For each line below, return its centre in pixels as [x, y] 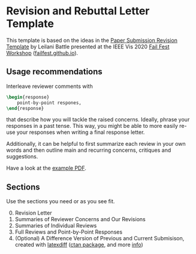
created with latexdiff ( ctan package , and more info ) [79, 245]
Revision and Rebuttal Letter [78, 11]
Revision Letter [33, 213]
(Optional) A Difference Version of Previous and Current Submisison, [99, 238]
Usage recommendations [55, 72]
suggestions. [22, 157]
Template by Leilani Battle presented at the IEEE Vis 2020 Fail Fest [88, 47]
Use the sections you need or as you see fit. [61, 201]
